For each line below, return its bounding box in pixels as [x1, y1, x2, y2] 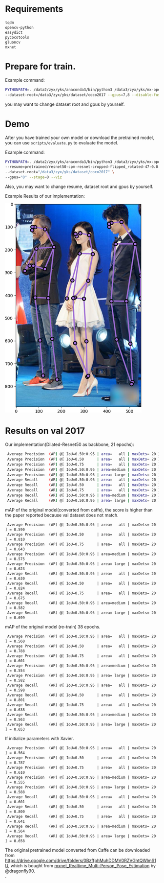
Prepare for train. [5, 61, 76, 72]
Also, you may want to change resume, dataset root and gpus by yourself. [5, 184, 154, 189]
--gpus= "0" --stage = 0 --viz [5, 175, 62, 180]
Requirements [5, 3, 63, 15]
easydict [5, 30, 23, 35]
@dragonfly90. [5, 868, 36, 874]
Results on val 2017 [5, 425, 85, 437]
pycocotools [5, 35, 29, 40]
